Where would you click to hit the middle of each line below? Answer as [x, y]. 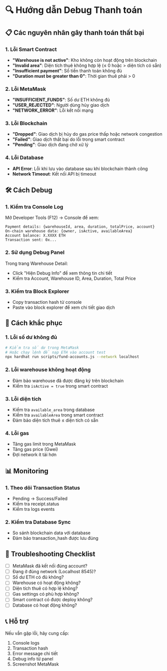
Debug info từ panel [33, 659]
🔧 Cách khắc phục [34, 323]
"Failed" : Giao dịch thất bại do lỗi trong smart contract [68, 139]
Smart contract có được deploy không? [53, 600]
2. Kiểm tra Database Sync [38, 522]
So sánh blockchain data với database [51, 533]
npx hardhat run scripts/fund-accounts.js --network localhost [72, 357]
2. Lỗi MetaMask [26, 89]
